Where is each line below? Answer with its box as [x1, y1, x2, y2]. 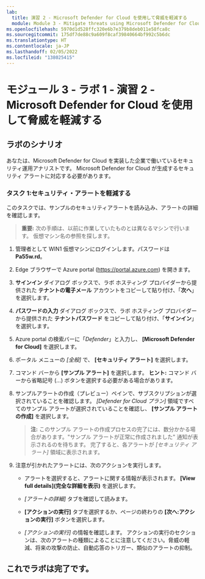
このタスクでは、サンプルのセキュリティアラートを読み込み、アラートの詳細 [6, 204, 198, 211]
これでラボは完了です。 [6, 564, 94, 574]
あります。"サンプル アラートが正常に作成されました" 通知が [41, 433, 193, 440]
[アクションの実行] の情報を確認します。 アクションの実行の [24, 528, 175, 536]
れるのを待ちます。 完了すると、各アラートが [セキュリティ [41, 441, 190, 448]
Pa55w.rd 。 [15, 253, 46, 260]
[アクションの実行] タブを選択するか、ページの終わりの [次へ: [24, 508, 179, 515]
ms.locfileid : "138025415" [6, 54, 75, 61]
